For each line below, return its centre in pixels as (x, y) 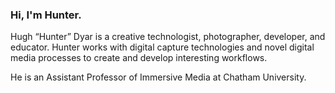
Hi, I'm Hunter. (46, 15)
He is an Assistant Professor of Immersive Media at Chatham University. (158, 77)
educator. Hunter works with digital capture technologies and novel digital (162, 47)
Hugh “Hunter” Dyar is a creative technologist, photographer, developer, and (168, 37)
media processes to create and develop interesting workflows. (139, 58)
